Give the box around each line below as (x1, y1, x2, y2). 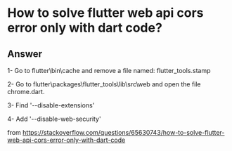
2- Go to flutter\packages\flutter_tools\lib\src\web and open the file (7, 80, 202, 88)
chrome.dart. (7, 88, 45, 96)
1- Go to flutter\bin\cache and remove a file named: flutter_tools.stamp (7, 67, 211, 74)
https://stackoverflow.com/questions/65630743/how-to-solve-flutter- (22, 129, 225, 136)
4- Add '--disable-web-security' (7, 114, 101, 123)
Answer (7, 48, 43, 60)
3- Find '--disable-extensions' (7, 101, 95, 110)
